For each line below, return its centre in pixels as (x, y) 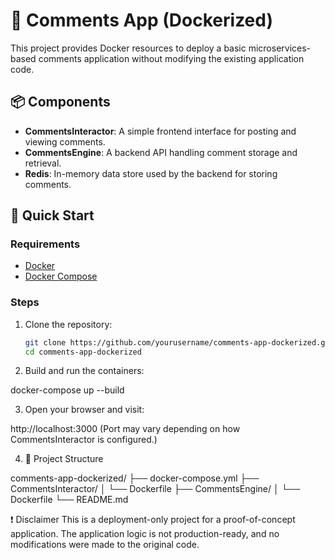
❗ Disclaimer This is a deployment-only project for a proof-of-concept (153, 520)
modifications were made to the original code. (105, 545)
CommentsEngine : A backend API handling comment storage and (161, 152)
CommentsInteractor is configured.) (84, 440)
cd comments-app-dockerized (83, 352)
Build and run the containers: (84, 371)
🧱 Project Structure (64, 459)
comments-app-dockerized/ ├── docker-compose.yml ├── (135, 478)
